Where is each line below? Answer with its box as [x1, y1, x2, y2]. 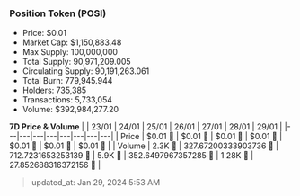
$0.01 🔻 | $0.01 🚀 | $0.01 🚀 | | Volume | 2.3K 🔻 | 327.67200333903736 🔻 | [9, 140, 279, 151]
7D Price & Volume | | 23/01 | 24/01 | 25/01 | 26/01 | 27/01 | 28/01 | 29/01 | [9, 121, 283, 132]
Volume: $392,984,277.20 [22, 104, 119, 115]
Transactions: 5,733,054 [22, 94, 112, 105]
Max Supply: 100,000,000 [22, 47, 119, 58]
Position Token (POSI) [9, 7, 107, 20]
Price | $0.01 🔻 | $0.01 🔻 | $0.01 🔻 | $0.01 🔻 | [119, 131, 283, 142]
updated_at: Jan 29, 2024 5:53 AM [31, 177, 161, 188]
